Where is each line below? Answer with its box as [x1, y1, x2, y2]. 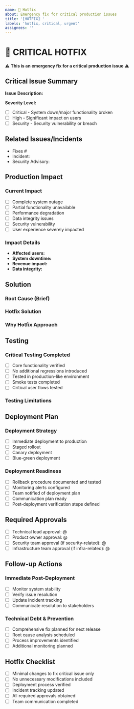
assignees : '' [5, 26, 34, 31]
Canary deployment [12, 450, 52, 456]
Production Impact [5, 173, 63, 181]
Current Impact [5, 187, 43, 194]
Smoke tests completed [12, 379, 60, 385]
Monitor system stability [12, 586, 61, 592]
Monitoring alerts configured [12, 484, 70, 490]
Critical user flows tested [12, 385, 63, 391]
